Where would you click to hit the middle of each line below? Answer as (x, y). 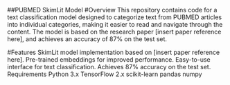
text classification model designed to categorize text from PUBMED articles (115, 17)
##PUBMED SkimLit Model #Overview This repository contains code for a (112, 10)
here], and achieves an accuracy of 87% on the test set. (87, 39)
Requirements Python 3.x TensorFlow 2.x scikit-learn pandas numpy (105, 74)
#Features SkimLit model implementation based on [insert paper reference (114, 52)
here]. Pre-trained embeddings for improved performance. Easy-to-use (109, 60)
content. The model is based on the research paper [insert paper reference (114, 32)
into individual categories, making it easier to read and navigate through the (115, 24)
